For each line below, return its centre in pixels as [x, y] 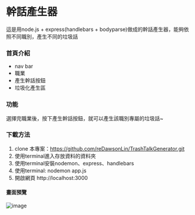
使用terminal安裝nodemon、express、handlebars [74, 163]
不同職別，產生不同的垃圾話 [44, 36]
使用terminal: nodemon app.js [50, 171]
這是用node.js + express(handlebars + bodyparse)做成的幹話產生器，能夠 [95, 29]
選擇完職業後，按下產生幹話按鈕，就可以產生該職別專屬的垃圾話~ [85, 118]
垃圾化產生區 [30, 88]
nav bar [24, 66]
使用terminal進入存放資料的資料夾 [55, 156]
